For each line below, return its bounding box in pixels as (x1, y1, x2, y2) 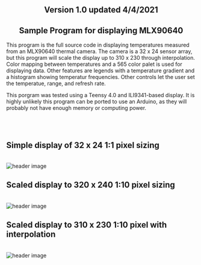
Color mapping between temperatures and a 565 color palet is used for (6, 60, 182, 68)
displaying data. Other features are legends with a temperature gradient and (6, 67, 195, 74)
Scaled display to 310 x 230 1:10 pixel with (6, 220, 167, 230)
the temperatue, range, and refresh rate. (6, 80, 107, 87)
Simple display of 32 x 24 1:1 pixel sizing (6, 140, 159, 150)
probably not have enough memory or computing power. (6, 104, 146, 112)
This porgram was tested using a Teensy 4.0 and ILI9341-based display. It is (6, 92, 195, 99)
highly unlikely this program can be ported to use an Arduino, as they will (6, 98, 187, 105)
